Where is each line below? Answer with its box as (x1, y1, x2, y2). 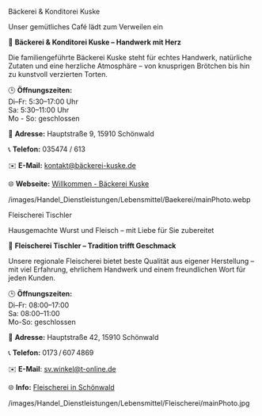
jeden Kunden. (8, 273, 56, 282)
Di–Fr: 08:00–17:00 (8, 300, 70, 310)
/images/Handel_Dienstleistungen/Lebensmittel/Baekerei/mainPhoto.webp (8, 195, 251, 204)
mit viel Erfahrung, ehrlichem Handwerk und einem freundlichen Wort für (8, 265, 246, 274)
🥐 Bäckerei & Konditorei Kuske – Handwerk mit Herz (8, 37, 182, 47)
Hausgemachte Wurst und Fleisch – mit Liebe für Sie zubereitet (8, 226, 215, 235)
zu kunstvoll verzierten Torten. (8, 70, 108, 78)
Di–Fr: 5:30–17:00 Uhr (8, 97, 79, 106)
